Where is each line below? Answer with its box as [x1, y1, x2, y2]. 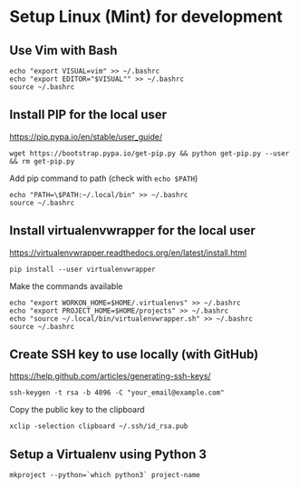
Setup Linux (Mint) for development [9, 6, 284, 27]
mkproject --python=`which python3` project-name [9, 471, 201, 480]
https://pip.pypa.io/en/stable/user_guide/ [9, 131, 163, 142]
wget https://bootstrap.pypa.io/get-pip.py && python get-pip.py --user [9, 148, 290, 158]
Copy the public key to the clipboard [9, 404, 145, 415]
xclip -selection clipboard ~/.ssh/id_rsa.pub [9, 422, 188, 431]
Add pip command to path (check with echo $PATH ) [9, 173, 198, 184]
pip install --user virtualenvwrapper [9, 264, 156, 274]
